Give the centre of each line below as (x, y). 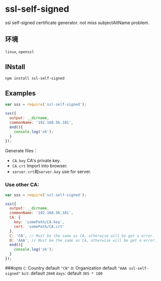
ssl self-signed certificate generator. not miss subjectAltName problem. (77, 23)
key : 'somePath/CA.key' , (39, 222)
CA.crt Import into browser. (40, 166)
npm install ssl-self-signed (35, 78)
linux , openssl (20, 51)
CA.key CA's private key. (36, 161)
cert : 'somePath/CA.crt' (39, 226)
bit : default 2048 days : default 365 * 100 (62, 273)
